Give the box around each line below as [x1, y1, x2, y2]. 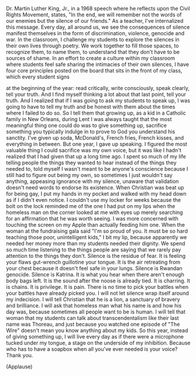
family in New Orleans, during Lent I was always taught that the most [6, 116, 172, 122]
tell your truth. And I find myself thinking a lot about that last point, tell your [6, 91, 186, 98]
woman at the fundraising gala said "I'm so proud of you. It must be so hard [6, 227, 188, 234]
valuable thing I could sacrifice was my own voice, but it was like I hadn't [6, 147, 181, 154]
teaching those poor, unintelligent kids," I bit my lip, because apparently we [6, 234, 187, 240]
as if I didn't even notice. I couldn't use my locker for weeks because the [6, 196, 181, 203]
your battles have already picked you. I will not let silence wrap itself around [6, 289, 189, 296]
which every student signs [6, 73, 70, 80]
